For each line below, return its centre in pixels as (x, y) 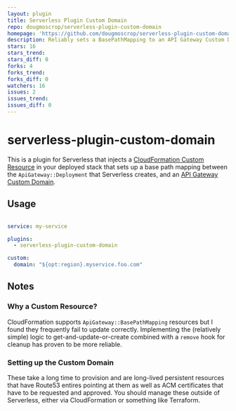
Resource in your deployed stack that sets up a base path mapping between (118, 167)
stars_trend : (26, 53)
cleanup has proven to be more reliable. (65, 344)
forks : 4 (20, 66)
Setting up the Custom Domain (61, 363)
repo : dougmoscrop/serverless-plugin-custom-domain (84, 27)
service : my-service (38, 226)
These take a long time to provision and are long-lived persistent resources (116, 377)
